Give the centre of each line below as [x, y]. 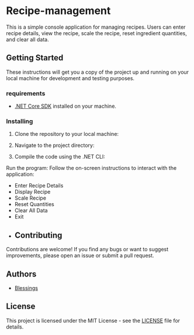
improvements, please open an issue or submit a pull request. [80, 255]
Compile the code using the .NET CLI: [60, 157]
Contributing [38, 235]
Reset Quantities [34, 204]
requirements [26, 93]
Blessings [26, 288]
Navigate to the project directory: [54, 145]
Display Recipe [32, 192]
